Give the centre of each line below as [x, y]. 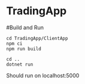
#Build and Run [25, 27]
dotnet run [20, 64]
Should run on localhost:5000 [43, 75]
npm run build [24, 49]
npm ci [14, 43]
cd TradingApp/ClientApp [37, 38]
